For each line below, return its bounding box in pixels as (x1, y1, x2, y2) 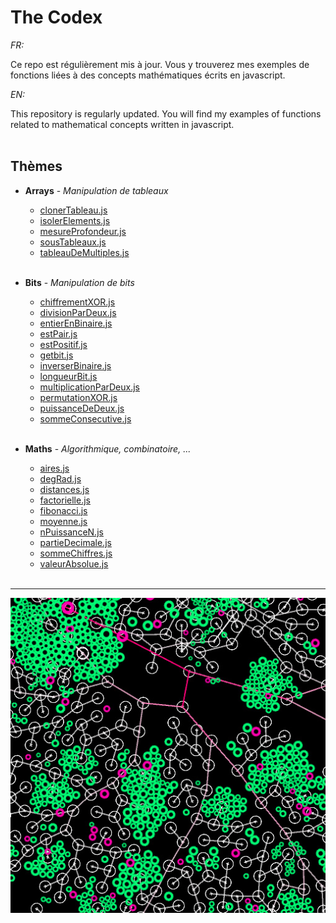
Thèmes (10, 158, 63, 175)
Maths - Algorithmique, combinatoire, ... (24, 442, 192, 455)
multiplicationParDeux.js (39, 381, 140, 393)
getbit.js (39, 349, 74, 361)
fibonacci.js (39, 504, 88, 516)
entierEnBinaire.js (39, 317, 113, 329)
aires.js (39, 462, 70, 474)
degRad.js (39, 472, 82, 485)
